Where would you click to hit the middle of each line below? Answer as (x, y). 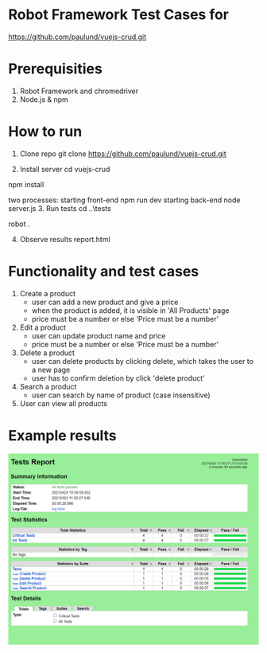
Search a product (48, 386)
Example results (62, 435)
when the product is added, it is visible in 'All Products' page (130, 310)
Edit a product (43, 327)
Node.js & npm (44, 99)
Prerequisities (56, 69)
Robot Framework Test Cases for (118, 15)
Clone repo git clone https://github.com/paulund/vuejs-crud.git (123, 154)
